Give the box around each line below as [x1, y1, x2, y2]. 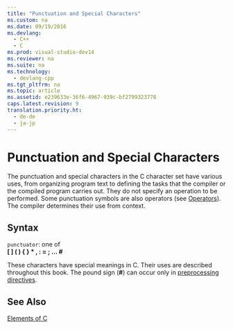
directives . [7, 276, 37, 284]
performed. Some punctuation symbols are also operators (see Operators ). [7, 195, 221, 203]
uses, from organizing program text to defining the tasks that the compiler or [7, 179, 226, 188]
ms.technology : [7, 68, 51, 75]
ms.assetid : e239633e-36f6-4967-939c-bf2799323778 [7, 94, 157, 101]
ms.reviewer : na [7, 55, 54, 62]
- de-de [13, 113, 36, 120]
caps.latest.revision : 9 [7, 100, 79, 107]
